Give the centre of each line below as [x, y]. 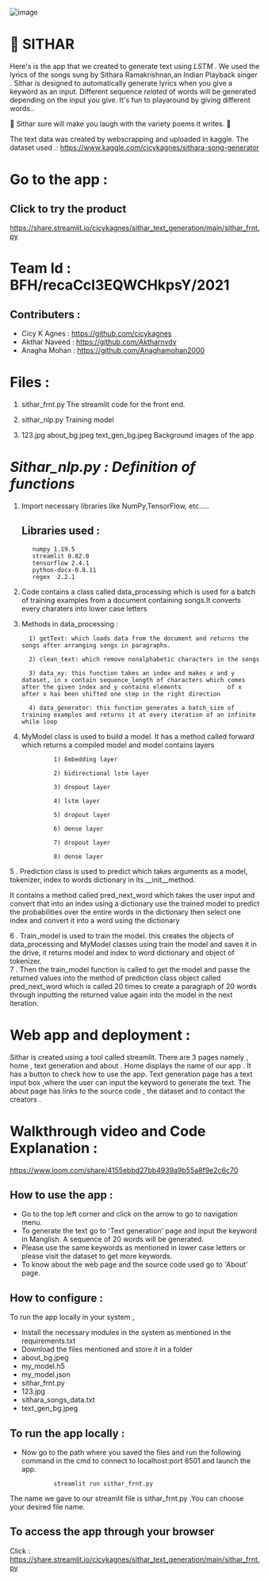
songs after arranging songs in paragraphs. [96, 645]
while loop [39, 722]
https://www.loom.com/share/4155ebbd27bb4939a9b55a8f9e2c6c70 [124, 1170]
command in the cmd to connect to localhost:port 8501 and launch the [136, 1460]
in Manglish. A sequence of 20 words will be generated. [112, 1239]
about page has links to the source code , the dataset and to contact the [128, 1091]
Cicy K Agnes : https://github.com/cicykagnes [96, 333]
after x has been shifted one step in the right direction [121, 694]
